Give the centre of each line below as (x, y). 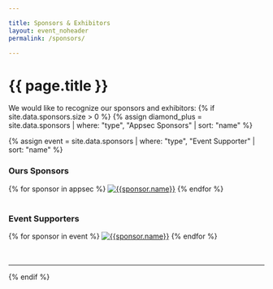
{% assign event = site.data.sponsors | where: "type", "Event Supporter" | (132, 141)
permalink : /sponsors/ (47, 38)
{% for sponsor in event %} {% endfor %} (113, 236)
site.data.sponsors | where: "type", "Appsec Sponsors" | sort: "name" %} (131, 125)
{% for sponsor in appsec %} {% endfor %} (116, 189)
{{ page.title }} (58, 85)
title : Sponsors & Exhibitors (60, 23)
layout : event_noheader (49, 31)
